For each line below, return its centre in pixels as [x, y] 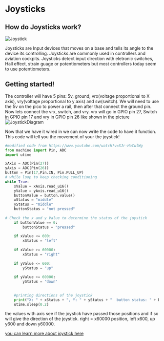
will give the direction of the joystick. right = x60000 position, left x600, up [80, 319]
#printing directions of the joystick [53, 295]
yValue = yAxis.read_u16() [41, 191]
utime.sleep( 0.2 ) [31, 304]
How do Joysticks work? [43, 27]
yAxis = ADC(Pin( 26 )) [27, 168]
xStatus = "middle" [34, 200]
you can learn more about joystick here [44, 334]
